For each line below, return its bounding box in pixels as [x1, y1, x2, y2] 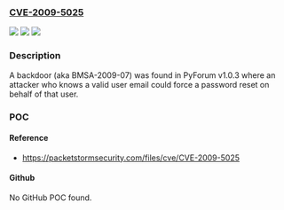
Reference [9, 133, 49, 144]
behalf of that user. [9, 89, 79, 99]
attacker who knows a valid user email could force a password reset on [9, 79, 270, 89]
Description [9, 50, 61, 62]
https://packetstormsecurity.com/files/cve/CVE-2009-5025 [21, 152, 240, 163]
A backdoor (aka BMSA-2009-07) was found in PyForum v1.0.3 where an [9, 69, 276, 81]
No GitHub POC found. [9, 192, 92, 203]
